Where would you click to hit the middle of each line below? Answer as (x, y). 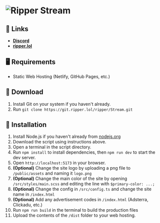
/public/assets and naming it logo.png (52, 174)
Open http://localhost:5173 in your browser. (59, 163)
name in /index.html (34, 194)
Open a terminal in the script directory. (52, 147)
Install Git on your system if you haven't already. (62, 104)
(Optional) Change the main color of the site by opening (70, 178)
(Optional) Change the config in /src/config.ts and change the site (82, 189)
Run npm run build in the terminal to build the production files (75, 210)
